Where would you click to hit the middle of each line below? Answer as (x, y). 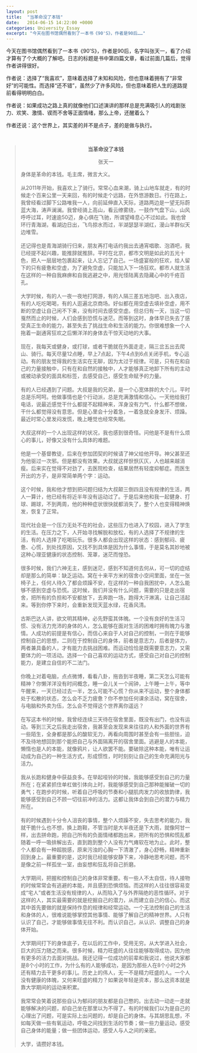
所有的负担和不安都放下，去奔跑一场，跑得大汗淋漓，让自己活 (111, 598)
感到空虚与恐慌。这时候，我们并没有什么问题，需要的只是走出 (105, 590)
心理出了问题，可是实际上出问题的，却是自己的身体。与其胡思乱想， (103, 1016)
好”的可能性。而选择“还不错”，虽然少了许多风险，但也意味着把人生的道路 (94, 85)
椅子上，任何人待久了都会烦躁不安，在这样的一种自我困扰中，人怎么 (103, 583)
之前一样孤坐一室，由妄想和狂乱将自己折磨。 (85, 865)
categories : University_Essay (43, 28)
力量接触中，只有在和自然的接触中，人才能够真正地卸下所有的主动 (111, 369)
